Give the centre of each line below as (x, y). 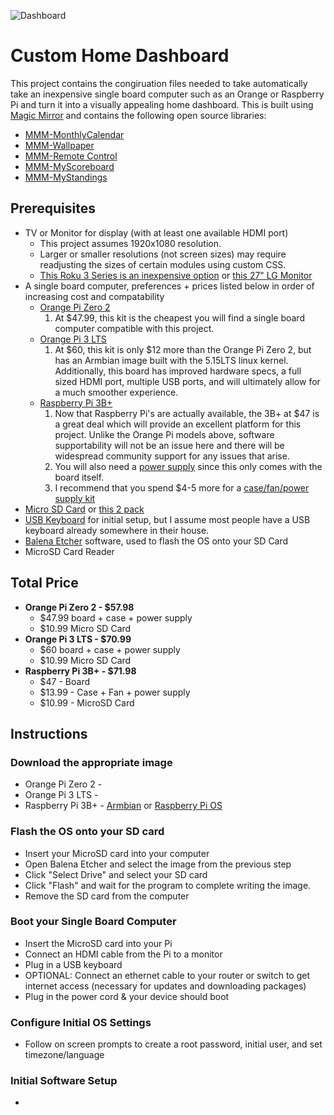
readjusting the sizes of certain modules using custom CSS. (163, 264)
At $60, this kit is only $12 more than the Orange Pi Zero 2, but (183, 349)
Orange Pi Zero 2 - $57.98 (79, 607)
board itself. (79, 477)
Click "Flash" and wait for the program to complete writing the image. (168, 885)
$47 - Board (65, 681)
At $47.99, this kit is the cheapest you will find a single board (179, 317)
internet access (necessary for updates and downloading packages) (165, 986)
